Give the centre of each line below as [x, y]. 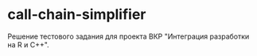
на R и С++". [28, 44]
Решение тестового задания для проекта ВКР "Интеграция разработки [128, 36]
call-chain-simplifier [77, 15]
